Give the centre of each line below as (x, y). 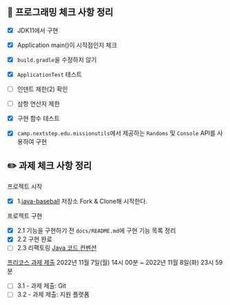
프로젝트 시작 (25, 187)
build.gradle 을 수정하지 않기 (57, 59)
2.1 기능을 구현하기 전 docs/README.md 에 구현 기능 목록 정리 (96, 230)
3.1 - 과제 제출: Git (42, 286)
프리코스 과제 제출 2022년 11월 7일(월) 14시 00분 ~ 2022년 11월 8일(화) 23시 (111, 263)
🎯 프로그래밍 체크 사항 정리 (60, 12)
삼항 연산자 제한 (38, 104)
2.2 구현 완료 (35, 239)
